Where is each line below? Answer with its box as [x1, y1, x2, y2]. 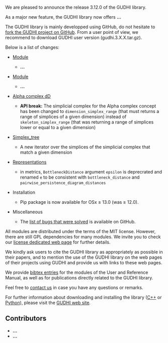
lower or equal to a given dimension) [20, 125, 96, 130]
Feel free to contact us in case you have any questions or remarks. [5, 284, 143, 291]
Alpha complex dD [12, 93, 51, 99]
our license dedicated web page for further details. [5, 239, 111, 245]
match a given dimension [20, 149, 72, 155]
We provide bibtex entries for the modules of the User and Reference [5, 269, 148, 275]
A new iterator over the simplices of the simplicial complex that [20, 144, 150, 150]
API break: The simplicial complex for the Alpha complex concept [20, 103, 156, 109]
